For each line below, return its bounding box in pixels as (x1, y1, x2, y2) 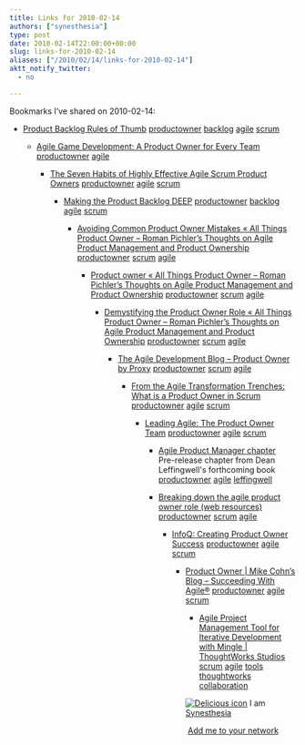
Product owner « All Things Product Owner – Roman (90, 270, 287, 281)
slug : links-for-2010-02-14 (9, 47, 117, 56)
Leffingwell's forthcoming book (158, 464, 276, 475)
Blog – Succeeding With (185, 575, 276, 586)
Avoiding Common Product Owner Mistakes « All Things (76, 222, 288, 233)
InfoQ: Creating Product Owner (171, 528, 289, 539)
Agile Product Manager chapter (158, 444, 276, 455)
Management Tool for (198, 621, 280, 633)
